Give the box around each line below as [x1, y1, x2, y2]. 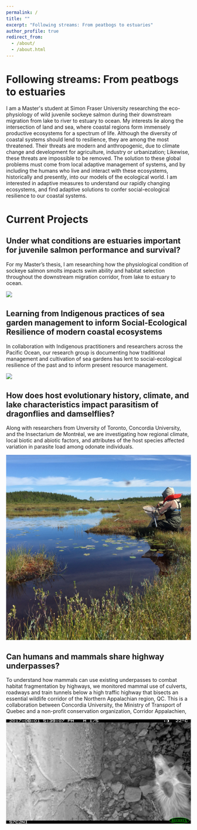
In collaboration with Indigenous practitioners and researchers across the [6, 343, 183, 350]
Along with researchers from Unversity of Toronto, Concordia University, [6, 424, 181, 431]
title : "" [6, 15, 30, 22]
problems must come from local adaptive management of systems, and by [6, 160, 186, 168]
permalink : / [6, 9, 38, 15]
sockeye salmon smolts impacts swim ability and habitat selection [6, 267, 165, 274]
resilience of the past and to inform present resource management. [6, 362, 168, 369]
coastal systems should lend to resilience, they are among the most [6, 136, 169, 143]
